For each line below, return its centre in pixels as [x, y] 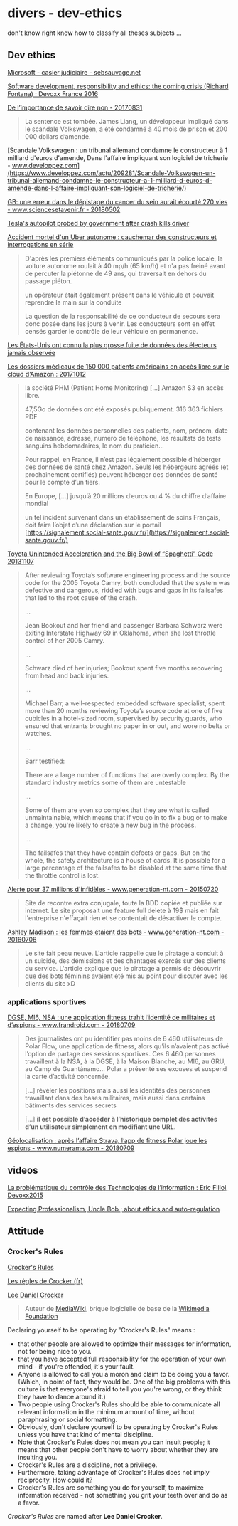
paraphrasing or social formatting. [67, 1419]
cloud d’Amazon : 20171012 [47, 374]
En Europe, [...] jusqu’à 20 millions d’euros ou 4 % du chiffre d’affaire [125, 495]
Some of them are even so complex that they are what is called [117, 810]
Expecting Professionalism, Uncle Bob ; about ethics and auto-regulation [114, 1209]
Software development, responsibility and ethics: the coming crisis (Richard [118, 86]
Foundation [41, 1316]
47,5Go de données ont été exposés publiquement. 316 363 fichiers [124, 409]
